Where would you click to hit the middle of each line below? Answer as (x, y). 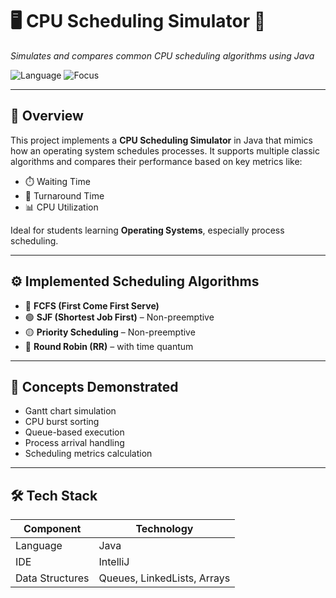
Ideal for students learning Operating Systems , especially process (147, 230)
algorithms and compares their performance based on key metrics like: (156, 161)
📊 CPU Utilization (61, 207)
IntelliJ (114, 562)
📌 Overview (47, 116)
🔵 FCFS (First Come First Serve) (92, 305)
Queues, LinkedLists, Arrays (164, 578)
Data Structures (52, 578)
